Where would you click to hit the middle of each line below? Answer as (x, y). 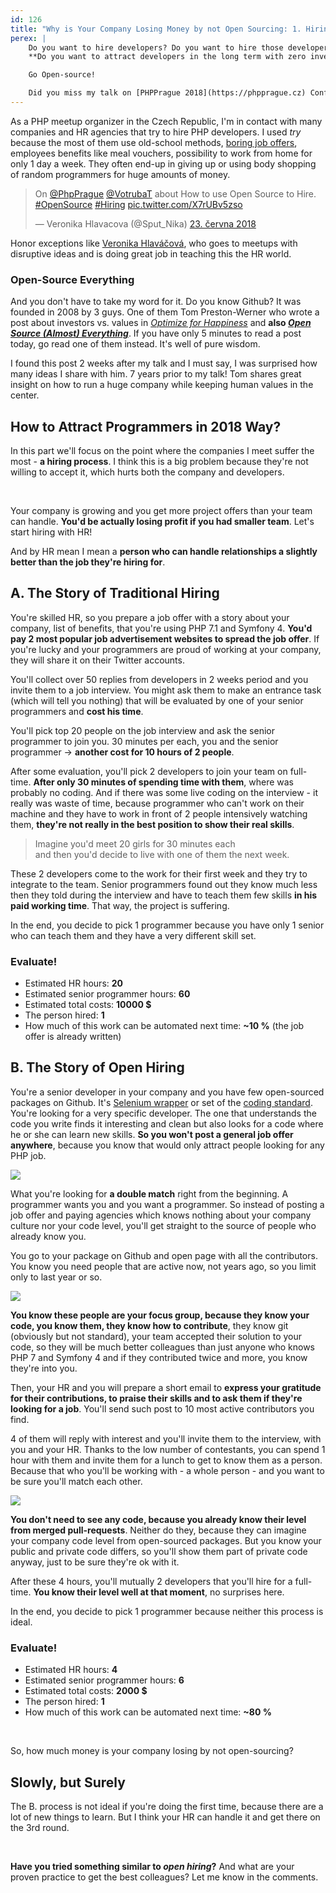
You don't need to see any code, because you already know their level (158, 1519)
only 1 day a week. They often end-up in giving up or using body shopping (163, 163)
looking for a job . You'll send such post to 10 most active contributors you (162, 1408)
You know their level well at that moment (119, 1592)
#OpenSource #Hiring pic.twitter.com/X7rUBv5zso (138, 204)
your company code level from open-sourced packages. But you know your (166, 1540)
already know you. (48, 1236)
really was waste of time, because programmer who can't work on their (157, 803)
